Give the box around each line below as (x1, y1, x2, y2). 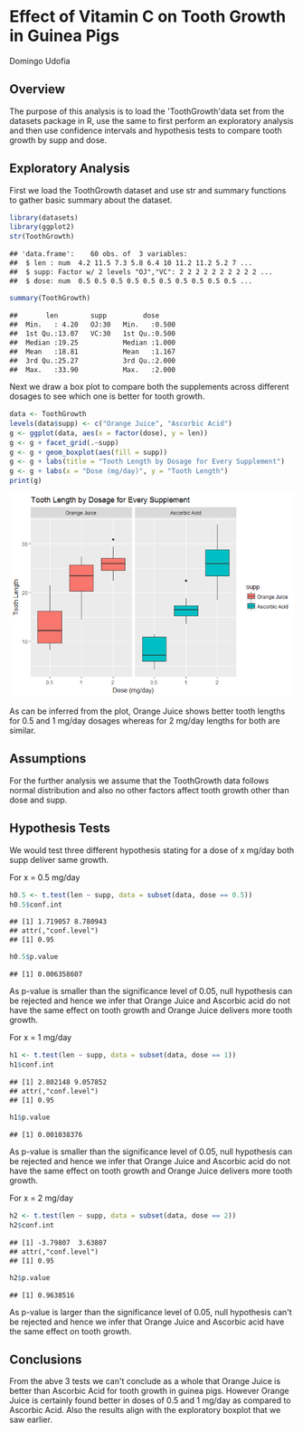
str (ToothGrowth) (9, 232, 75, 242)
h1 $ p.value (9, 1113, 51, 1123)
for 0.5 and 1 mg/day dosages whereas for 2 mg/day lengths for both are (9, 716, 280, 726)
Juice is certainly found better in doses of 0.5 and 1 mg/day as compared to (9, 1395, 291, 1406)
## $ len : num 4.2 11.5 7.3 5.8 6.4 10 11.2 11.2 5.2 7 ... (9, 259, 253, 268)
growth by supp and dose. (9, 134, 108, 146)
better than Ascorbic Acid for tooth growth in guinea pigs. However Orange (9, 1386, 289, 1397)
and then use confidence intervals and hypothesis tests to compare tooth (9, 125, 282, 136)
